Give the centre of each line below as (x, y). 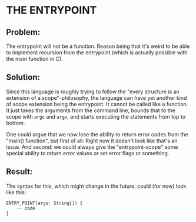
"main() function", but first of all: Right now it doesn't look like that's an (92, 141)
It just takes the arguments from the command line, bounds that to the (91, 110)
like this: (16, 192)
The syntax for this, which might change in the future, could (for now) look (96, 186)
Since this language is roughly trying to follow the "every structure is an (93, 92)
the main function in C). (34, 59)
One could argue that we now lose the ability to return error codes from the (97, 134)
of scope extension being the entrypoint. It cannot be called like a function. (97, 104)
